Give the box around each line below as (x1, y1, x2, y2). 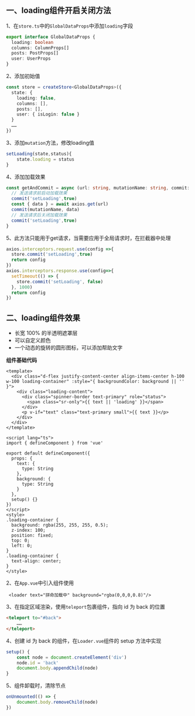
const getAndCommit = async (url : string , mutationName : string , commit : (6, 185, 190, 191)
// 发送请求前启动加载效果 (11, 190, 67, 196)
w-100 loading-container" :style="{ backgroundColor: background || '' (6, 379, 184, 385)
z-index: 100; (11, 527, 46, 534)
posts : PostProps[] (11, 50, 59, 56)
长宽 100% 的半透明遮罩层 (14, 330, 78, 337)
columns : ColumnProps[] (11, 45, 69, 51)
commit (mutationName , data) (11, 207, 80, 213)
